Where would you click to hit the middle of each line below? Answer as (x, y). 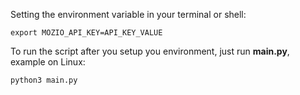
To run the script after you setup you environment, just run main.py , (150, 51)
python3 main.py (44, 80)
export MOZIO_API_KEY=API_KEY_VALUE (86, 33)
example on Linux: (48, 62)
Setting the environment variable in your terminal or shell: (128, 14)
